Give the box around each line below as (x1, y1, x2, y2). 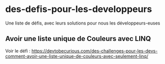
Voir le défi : (5, 47, 30, 53)
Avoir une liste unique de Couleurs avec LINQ (5, 34, 151, 43)
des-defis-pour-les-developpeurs (5, 3, 152, 15)
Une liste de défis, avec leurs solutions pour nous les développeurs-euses (5, 20, 160, 26)
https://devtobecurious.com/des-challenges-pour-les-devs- (31, 47, 158, 53)
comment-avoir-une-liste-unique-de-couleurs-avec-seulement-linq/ (5, 53, 149, 59)
